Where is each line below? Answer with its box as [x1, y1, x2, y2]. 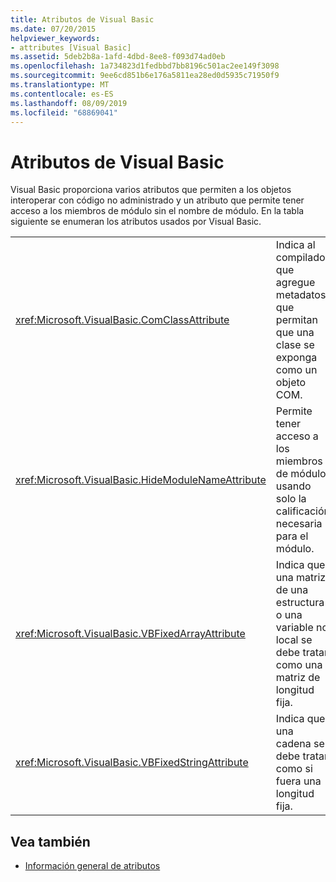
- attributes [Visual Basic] [10, 42, 132, 53]
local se [275, 633, 313, 647]
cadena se [275, 737, 325, 751]
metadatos [275, 288, 327, 302]
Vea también [10, 833, 91, 850]
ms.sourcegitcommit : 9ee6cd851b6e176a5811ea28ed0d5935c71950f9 [10, 71, 280, 81]
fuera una [275, 774, 322, 788]
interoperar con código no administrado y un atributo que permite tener [10, 194, 305, 206]
